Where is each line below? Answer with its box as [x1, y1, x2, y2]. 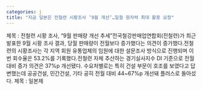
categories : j [6, 8, 42, 15]
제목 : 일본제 [14, 77, 44, 85]
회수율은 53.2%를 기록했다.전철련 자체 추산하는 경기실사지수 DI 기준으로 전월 [12, 54, 195, 62]
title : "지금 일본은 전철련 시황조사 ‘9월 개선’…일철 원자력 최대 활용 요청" [6, 14, 174, 21]
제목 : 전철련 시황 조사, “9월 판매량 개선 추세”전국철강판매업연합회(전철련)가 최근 [6, 31, 196, 39]
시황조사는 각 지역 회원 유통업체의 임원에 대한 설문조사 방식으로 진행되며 [17, 47, 188, 54]
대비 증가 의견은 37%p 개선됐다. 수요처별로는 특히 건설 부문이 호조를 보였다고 [6, 62, 189, 69]
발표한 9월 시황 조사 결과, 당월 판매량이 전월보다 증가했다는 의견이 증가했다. [6, 39, 184, 47]
